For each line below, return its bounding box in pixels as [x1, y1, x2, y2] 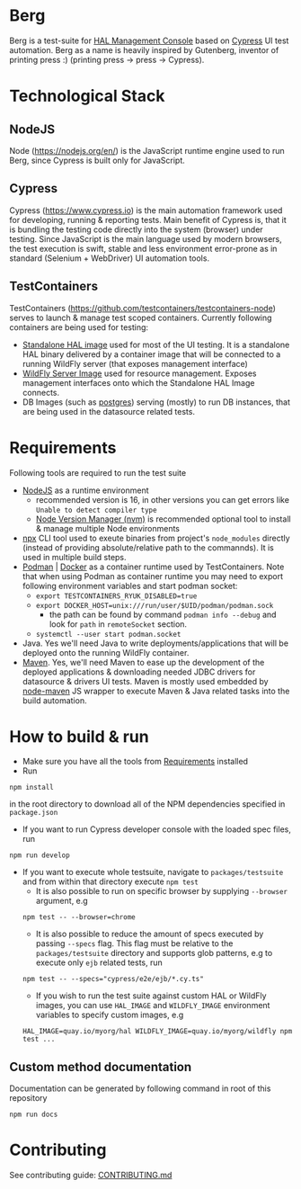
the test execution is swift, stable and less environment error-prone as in [9, 243, 278, 254]
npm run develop [9, 851, 70, 860]
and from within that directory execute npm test [22, 876, 199, 887]
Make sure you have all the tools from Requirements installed [22, 756, 249, 767]
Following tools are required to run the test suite [9, 467, 187, 478]
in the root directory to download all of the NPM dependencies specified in [9, 799, 286, 809]
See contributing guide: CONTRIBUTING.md [9, 1170, 173, 1181]
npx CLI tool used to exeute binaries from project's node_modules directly [22, 532, 290, 543]
